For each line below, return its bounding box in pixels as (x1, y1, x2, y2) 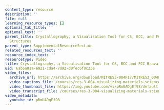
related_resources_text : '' (5, 48, 62, 53)
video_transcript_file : (9, 89, 58, 93)
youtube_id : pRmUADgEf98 (9, 98, 60, 103)
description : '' (5, 12, 38, 17)
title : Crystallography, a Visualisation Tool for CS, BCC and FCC (5, 61, 145, 66)
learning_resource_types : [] (5, 20, 64, 26)
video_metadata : (5, 93, 38, 98)
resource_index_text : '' (5, 52, 56, 57)
